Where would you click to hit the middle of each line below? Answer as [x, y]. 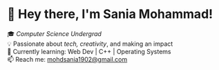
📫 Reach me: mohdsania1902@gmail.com [67, 59]
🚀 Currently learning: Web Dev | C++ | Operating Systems [89, 51]
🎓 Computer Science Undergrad [55, 33]
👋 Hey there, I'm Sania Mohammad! [110, 14]
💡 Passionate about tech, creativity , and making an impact [90, 44]
